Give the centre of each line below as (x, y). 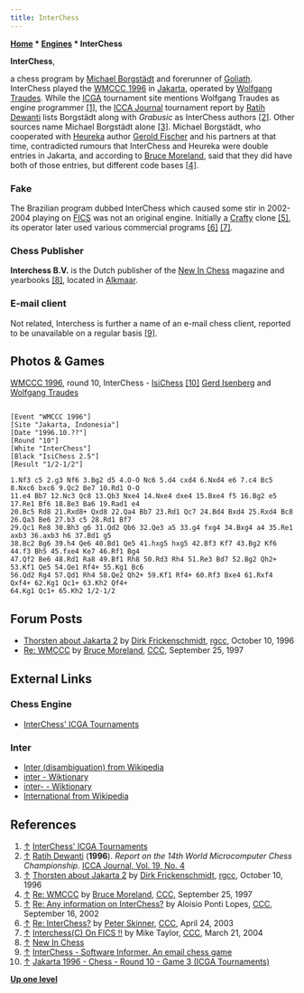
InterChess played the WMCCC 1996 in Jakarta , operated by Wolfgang (142, 88)
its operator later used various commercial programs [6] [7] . (122, 227)
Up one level (34, 979)
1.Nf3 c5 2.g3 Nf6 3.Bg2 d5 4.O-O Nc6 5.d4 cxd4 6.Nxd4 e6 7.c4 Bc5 (142, 480)
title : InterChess (45, 18)
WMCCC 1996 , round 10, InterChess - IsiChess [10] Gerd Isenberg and (141, 383)
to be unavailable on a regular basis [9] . (84, 333)
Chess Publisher (47, 251)
